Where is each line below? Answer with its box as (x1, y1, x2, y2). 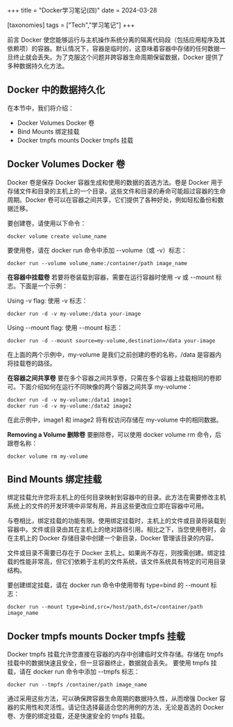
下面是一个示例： (19, 281, 68, 290)
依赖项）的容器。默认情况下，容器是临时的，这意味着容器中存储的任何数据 (7, 45, 220, 52)
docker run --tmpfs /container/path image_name (7, 681, 148, 689)
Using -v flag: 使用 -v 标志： (7, 296, 88, 305)
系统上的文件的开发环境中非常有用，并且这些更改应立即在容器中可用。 (7, 502, 208, 510)
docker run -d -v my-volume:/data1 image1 (7, 396, 132, 404)
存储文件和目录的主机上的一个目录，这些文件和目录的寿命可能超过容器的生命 (7, 186, 226, 195)
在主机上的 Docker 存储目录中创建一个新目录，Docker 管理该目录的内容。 (7, 534, 218, 543)
